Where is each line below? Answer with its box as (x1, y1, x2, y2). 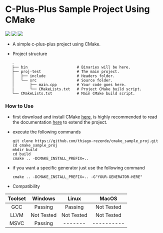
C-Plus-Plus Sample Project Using (5, 3, 150, 15)
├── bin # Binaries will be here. (11, 64, 131, 69)
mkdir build (12, 147, 37, 152)
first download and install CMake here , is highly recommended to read (12, 114, 157, 120)
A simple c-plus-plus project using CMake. (12, 41, 101, 47)
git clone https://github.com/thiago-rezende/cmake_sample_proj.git (12, 138, 158, 143)
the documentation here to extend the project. (12, 119, 107, 125)
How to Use (5, 102, 34, 109)
